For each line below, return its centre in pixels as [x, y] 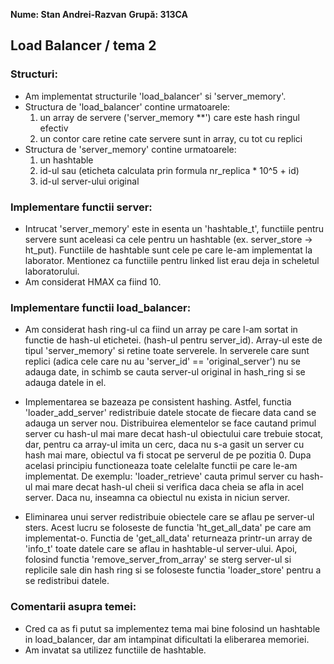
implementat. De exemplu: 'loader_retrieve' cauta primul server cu [161, 476]
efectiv [54, 128]
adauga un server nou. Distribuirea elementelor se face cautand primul [170, 423]
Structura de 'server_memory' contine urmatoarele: [130, 149]
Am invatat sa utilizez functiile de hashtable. [115, 650]
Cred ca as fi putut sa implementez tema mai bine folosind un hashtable [172, 628]
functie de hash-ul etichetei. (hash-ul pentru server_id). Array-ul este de [173, 340]
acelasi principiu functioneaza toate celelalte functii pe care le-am [161, 466]
